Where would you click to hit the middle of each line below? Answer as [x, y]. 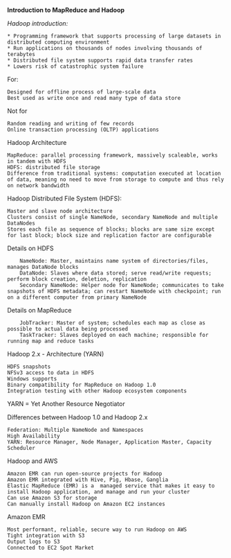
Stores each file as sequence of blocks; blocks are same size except [111, 229]
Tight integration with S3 [46, 536]
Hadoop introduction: [38, 23]
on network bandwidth [38, 186]
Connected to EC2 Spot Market [51, 548]
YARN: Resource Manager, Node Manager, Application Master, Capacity [110, 442]
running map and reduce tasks [51, 341]
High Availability [34, 436]
